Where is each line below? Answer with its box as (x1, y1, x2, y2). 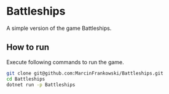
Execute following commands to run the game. (6, 58, 124, 65)
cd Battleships (6, 76, 45, 82)
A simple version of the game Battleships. (6, 24, 112, 32)
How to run (6, 42, 50, 52)
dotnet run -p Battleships (6, 81, 76, 88)
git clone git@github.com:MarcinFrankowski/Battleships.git (6, 70, 164, 76)
